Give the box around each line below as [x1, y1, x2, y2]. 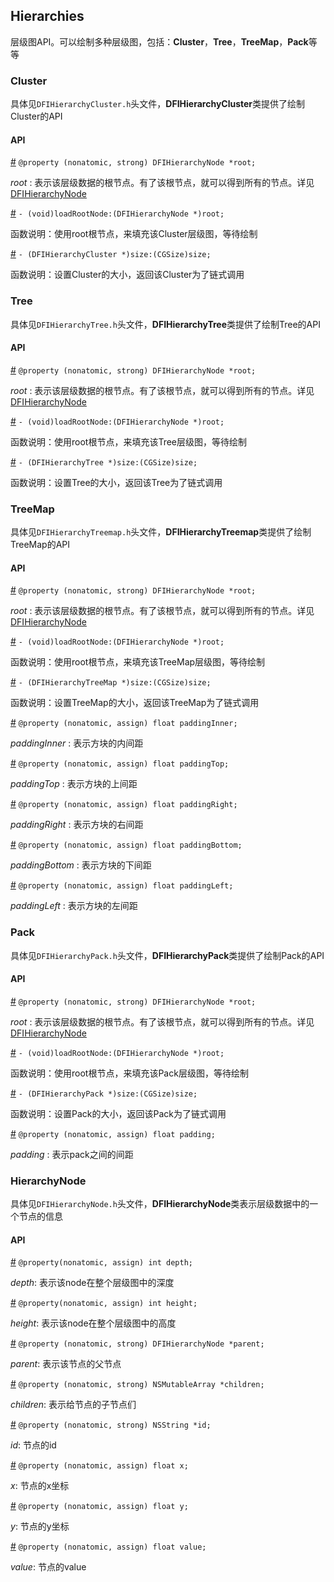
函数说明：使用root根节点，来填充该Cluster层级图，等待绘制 [10, 228, 258, 240]
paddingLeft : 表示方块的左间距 [10, 900, 138, 912]
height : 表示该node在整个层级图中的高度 [10, 1317, 177, 1329]
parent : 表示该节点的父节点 [10, 1358, 122, 1370]
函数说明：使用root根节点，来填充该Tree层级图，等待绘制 [10, 435, 248, 448]
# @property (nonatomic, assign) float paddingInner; [10, 717, 238, 729]
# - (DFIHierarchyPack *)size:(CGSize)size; [10, 1087, 198, 1099]
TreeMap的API [10, 539, 71, 551]
